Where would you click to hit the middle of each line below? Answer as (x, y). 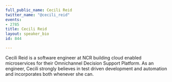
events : (14, 19)
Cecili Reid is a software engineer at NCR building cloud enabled (73, 57)
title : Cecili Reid (26, 29)
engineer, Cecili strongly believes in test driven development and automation (86, 68)
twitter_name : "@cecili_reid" (38, 15)
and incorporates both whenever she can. (50, 74)
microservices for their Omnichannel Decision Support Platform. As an (80, 63)
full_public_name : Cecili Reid (39, 10)
